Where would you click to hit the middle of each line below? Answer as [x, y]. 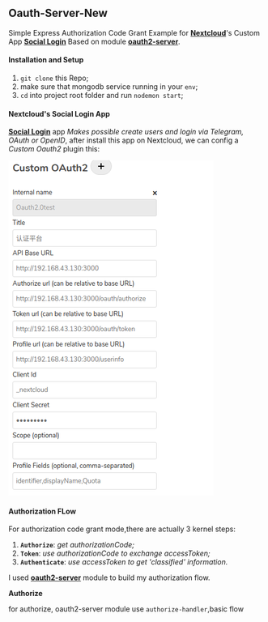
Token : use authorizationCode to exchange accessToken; [115, 553]
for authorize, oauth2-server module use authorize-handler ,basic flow [126, 609]
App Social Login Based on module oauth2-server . [94, 41]
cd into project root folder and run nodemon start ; [102, 96]
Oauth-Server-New [58, 13]
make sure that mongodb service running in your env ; [109, 87]
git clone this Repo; [54, 78]
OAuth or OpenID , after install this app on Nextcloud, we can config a [123, 140]
